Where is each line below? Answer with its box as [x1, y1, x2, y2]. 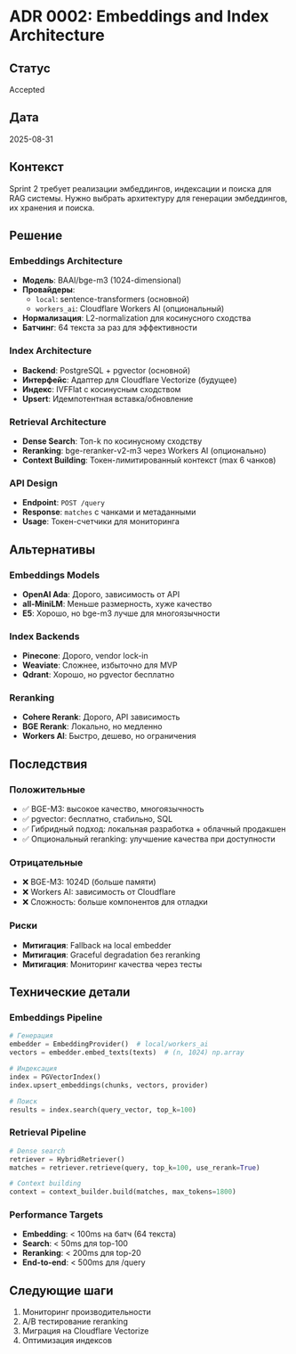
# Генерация [9, 1031, 53, 1040]
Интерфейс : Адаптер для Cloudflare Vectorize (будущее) [21, 374, 237, 385]
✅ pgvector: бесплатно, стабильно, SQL [21, 814, 173, 825]
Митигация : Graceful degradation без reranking [21, 949, 201, 960]
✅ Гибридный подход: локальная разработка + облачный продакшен [21, 824, 286, 834]
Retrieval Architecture [9, 415, 107, 428]
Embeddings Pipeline [9, 1012, 103, 1024]
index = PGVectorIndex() [9, 1072, 101, 1081]
